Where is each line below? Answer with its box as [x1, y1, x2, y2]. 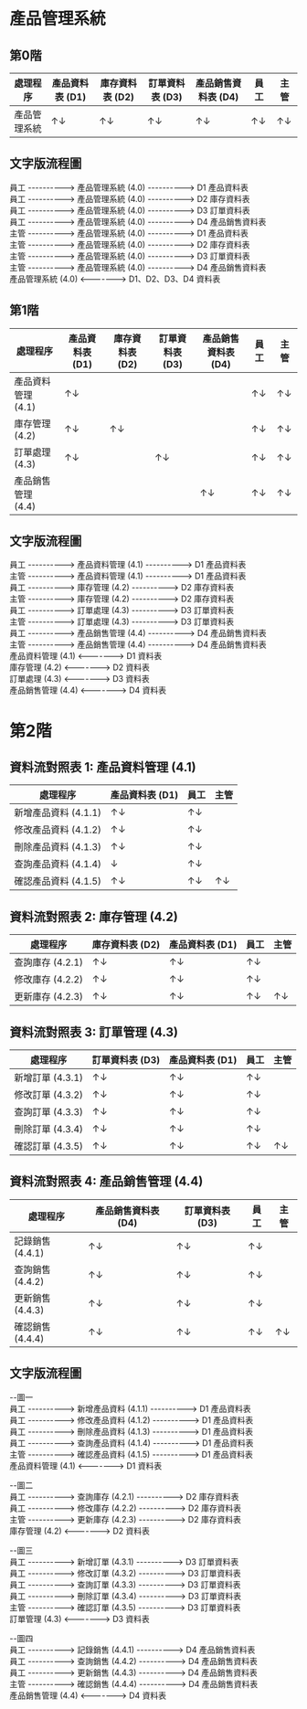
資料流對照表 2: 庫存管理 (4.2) [9, 908, 178, 924]
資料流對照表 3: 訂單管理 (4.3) [9, 1024, 178, 1040]
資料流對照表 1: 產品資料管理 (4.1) [9, 759, 196, 775]
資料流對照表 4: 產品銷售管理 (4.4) [9, 1173, 204, 1189]
